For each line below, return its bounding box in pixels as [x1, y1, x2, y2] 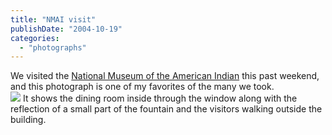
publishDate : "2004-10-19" [10, 24, 123, 34]
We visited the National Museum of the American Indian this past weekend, [10, 70, 320, 82]
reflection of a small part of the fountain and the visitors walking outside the [10, 103, 323, 115]
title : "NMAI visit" [10, 14, 97, 25]
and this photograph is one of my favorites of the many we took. [10, 81, 275, 93]
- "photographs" [19, 42, 87, 53]
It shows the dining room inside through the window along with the [22, 92, 298, 105]
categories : [10, 33, 60, 43]
